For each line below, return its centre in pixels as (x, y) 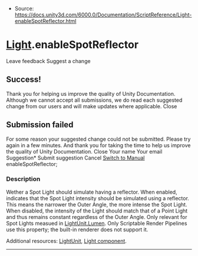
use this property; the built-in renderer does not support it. (77, 230)
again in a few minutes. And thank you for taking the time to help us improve (98, 145)
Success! (24, 80)
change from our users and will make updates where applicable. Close (92, 106)
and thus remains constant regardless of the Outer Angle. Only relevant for (97, 217)
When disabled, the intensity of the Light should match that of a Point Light (97, 211)
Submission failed (40, 125)
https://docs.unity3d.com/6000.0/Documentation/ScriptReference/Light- (103, 15)
